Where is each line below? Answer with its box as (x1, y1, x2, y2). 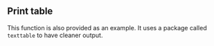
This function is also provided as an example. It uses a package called (7, 23, 207, 32)
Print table (7, 5, 53, 17)
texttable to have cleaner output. (7, 31, 103, 39)
